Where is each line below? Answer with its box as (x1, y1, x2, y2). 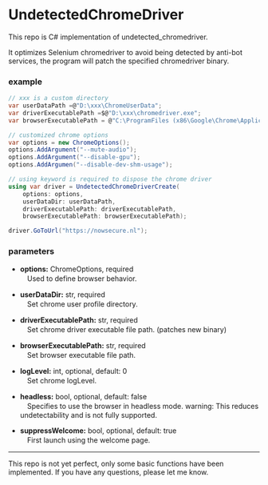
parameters (8, 246, 54, 257)
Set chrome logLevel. (26, 375, 97, 385)
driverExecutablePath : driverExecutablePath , (22, 205, 177, 213)
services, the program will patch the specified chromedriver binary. (8, 56, 230, 66)
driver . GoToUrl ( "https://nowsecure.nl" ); (8, 226, 148, 235)
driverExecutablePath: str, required (19, 315, 138, 325)
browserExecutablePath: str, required (19, 340, 146, 350)
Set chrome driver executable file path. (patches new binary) (26, 324, 227, 334)
